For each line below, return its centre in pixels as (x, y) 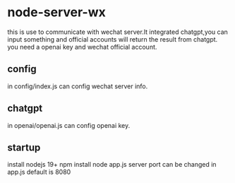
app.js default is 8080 (39, 172)
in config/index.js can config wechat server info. (78, 86)
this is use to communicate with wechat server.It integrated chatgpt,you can (117, 32)
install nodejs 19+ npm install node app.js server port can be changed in (112, 165)
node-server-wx (56, 12)
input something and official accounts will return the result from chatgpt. (113, 39)
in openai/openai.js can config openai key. (69, 125)
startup (24, 147)
